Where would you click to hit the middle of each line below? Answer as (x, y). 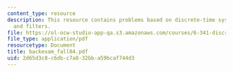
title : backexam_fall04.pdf (48, 52)
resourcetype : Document (42, 45)
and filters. (32, 26)
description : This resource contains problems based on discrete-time (111, 20)
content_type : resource (42, 13)
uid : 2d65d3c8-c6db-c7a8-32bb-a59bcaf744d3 (71, 58)
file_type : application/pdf (48, 39)
